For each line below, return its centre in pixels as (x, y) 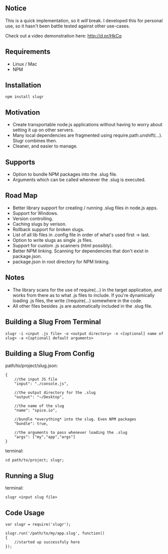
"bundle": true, (32, 424)
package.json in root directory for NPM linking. (61, 262)
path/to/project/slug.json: (32, 366)
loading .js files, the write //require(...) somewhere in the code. (77, 301)
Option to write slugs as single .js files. (52, 240)
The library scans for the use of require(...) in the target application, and (87, 290)
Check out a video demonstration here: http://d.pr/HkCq (64, 35)
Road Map (21, 195)
